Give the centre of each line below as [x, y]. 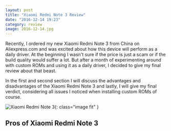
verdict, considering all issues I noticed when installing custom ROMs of [81, 92]
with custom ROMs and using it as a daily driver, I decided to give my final [83, 65]
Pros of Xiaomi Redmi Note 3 [52, 123]
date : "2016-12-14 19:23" [33, 19]
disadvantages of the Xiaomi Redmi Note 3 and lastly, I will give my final [81, 86]
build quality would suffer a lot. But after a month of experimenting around [83, 60]
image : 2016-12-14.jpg [29, 29]
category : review [24, 24]
